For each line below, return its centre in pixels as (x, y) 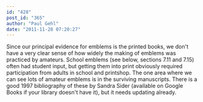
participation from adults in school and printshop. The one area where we (99, 73)
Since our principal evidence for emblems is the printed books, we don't (98, 47)
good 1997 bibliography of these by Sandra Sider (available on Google (95, 86)
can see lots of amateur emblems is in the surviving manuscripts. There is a (102, 79)
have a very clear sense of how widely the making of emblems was (91, 53)
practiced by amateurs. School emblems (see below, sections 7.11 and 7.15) (100, 60)
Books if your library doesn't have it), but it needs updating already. (91, 92)
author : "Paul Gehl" (33, 23)
